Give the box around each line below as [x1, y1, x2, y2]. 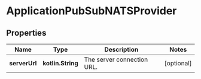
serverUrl [9, 59, 37, 67]
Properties [6, 28, 47, 38]
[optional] [164, 59, 192, 67]
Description [104, 46, 139, 53]
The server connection [84, 55, 148, 64]
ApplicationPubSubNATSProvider [6, 4, 177, 18]
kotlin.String [42, 59, 79, 67]
